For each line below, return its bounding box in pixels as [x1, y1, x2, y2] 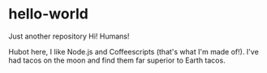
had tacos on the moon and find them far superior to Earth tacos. [8, 55, 226, 65]
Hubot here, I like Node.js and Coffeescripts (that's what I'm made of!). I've [8, 47, 260, 56]
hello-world [8, 5, 89, 23]
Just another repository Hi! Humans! [8, 31, 130, 41]
